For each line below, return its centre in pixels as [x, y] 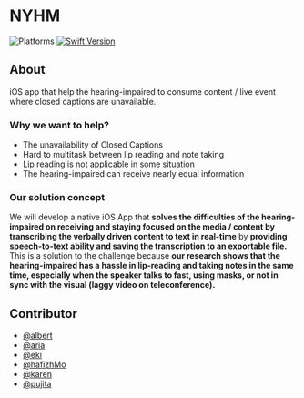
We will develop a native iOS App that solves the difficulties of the [135, 217]
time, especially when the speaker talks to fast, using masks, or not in [144, 275]
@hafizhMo [44, 364]
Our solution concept [57, 197]
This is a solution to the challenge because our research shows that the [145, 256]
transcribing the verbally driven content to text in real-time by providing [148, 237]
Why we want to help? [59, 125]
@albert [37, 336]
